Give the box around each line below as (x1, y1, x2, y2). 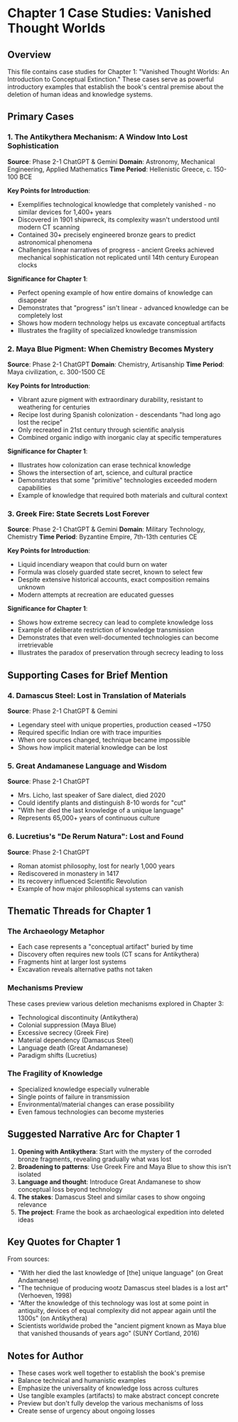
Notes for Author (7, 1349, 84, 1362)
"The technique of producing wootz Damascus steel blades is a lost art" (17, 1284, 229, 1292)
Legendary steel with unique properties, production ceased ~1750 (17, 720, 211, 728)
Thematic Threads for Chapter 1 (7, 905, 151, 917)
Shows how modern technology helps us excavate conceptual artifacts (17, 319, 226, 327)
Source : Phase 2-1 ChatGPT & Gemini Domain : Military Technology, (7, 525, 206, 534)
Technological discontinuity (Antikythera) (17, 1013, 139, 1021)
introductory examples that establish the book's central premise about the (7, 83, 224, 91)
